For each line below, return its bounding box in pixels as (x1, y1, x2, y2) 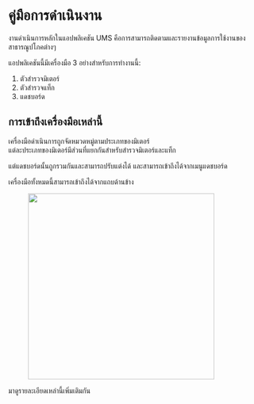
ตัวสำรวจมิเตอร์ (19, 74, 60, 83)
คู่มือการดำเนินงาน (8, 6, 102, 25)
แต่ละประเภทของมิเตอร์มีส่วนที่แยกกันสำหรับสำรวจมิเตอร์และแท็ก (8, 145, 176, 155)
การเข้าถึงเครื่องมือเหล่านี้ (8, 115, 103, 129)
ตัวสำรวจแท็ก (19, 83, 56, 92)
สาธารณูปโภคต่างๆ (8, 42, 57, 52)
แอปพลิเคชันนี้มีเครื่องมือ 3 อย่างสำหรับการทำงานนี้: (8, 58, 141, 67)
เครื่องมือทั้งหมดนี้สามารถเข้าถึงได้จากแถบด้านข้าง (8, 177, 134, 187)
